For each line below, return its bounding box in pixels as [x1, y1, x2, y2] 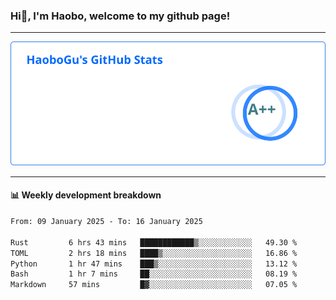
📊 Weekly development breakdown [10, 189, 162, 201]
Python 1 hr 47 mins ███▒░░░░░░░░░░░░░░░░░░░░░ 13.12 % [10, 259, 298, 269]
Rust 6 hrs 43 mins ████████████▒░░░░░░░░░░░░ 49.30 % [10, 237, 298, 248]
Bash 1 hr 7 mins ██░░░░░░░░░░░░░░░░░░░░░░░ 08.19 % [10, 269, 298, 279]
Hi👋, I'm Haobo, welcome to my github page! [10, 9, 231, 23]
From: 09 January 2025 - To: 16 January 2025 [10, 217, 203, 227]
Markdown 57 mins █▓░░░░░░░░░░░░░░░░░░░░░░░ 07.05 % [10, 280, 298, 290]
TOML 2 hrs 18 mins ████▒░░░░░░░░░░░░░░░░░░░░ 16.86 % [10, 248, 298, 258]
